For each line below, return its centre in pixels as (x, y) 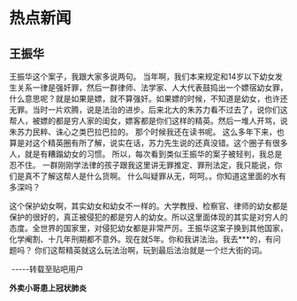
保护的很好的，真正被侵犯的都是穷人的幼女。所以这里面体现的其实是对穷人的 (148, 217)
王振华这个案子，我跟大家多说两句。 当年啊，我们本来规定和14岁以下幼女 (142, 77)
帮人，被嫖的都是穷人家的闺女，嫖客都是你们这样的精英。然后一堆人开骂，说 (148, 121)
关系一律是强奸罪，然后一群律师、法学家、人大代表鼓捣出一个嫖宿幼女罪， (152, 88)
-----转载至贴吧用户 (47, 269)
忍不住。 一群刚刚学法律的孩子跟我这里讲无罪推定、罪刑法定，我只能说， (142, 165)
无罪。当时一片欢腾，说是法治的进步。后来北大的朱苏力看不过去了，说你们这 (148, 110)
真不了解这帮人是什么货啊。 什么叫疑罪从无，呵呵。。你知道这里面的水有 (155, 176)
